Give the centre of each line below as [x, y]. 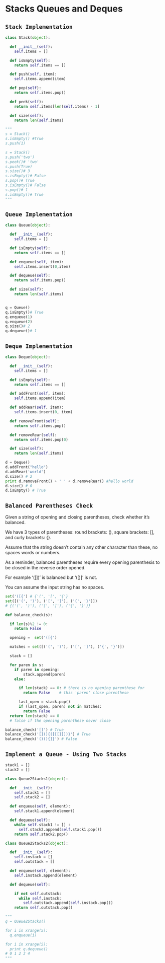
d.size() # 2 [19, 476]
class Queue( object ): [28, 225]
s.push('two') [20, 157]
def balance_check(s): [29, 615]
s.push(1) [16, 143]
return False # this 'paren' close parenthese [76, 693]
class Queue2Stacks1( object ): [37, 779]
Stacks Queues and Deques [64, 9]
